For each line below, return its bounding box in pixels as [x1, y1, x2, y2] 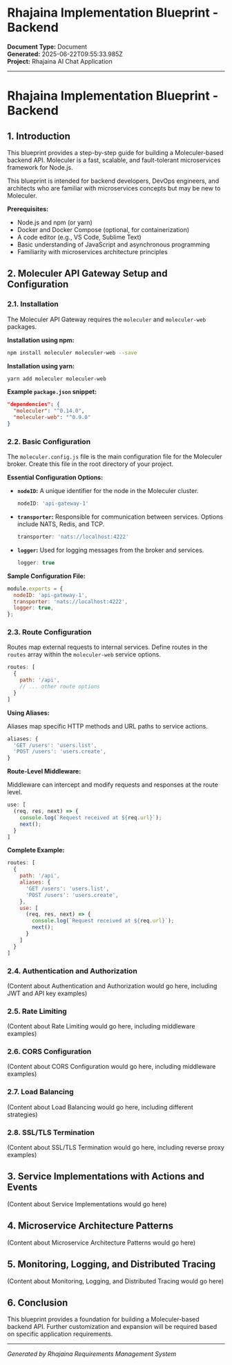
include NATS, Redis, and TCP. [17, 520, 105, 528]
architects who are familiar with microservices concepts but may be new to [7, 184, 221, 192]
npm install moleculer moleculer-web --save [7, 349, 137, 356]
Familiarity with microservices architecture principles [17, 247, 168, 256]
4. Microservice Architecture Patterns [7, 1220, 174, 1232]
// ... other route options [19, 684, 100, 690]
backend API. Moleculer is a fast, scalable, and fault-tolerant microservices [7, 156, 221, 164]
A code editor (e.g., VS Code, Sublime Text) [17, 233, 142, 241]
